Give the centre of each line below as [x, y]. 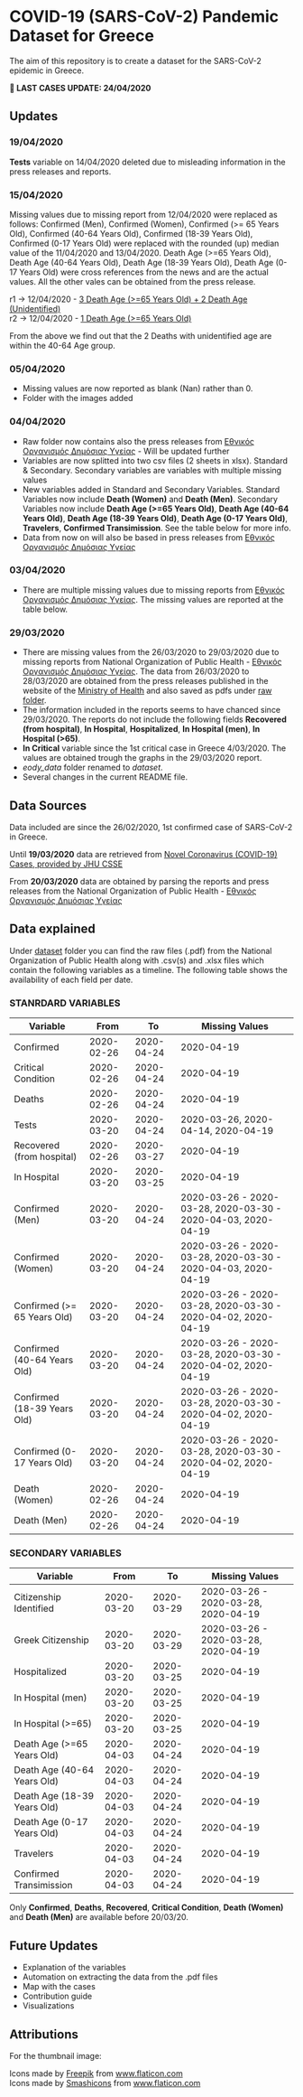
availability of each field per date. [71, 979]
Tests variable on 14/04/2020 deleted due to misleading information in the [147, 162]
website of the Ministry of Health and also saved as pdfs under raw [147, 691]
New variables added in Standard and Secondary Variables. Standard [151, 489]
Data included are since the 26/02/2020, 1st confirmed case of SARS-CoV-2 [151, 827]
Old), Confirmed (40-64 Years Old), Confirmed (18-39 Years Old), [131, 233]
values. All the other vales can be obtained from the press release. [133, 281]
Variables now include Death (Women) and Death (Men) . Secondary [150, 499]
